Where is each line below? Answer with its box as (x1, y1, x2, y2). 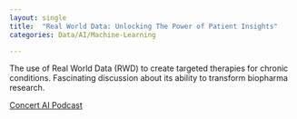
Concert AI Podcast (9, 100, 84, 111)
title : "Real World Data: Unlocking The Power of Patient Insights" (9, 22, 279, 31)
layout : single (9, 13, 67, 23)
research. (9, 83, 45, 94)
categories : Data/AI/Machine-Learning (9, 30, 156, 39)
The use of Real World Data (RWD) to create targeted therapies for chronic (9, 63, 289, 74)
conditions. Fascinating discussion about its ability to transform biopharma (9, 73, 289, 84)
